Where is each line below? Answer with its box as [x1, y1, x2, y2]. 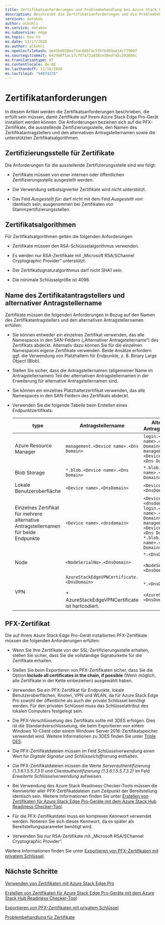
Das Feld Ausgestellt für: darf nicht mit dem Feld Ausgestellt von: [12, 196, 144, 202]
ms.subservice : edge [5, 30, 48, 35]
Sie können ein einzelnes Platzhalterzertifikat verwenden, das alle [12, 388, 145, 393]
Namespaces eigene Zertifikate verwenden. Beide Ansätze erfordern [12, 348, 152, 354]
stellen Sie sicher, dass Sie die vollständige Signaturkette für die [12, 653, 142, 658]
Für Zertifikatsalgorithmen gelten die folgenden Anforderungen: [5, 234, 134, 239]
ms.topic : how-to [5, 35, 41, 40]
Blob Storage [14, 469, 45, 476]
